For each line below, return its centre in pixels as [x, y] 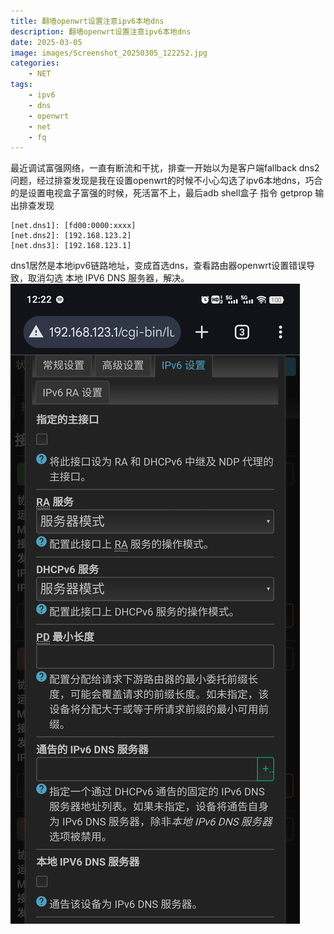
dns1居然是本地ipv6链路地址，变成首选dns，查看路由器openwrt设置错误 [158, 266]
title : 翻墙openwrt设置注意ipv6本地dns [87, 21]
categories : [35, 63]
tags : [21, 85]
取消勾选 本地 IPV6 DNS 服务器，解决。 [108, 278]
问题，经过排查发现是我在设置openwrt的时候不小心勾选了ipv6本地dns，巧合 [166, 181]
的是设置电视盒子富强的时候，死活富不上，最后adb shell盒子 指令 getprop [161, 193]
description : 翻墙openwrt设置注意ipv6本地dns [101, 31]
